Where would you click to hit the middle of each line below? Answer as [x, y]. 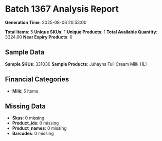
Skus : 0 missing [28, 118]
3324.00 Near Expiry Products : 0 [39, 37]
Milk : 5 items [25, 91]
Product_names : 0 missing [39, 128]
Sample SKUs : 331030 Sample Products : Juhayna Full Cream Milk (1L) [76, 64]
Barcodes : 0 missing [33, 133]
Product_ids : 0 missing [36, 123]
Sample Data [25, 52]
